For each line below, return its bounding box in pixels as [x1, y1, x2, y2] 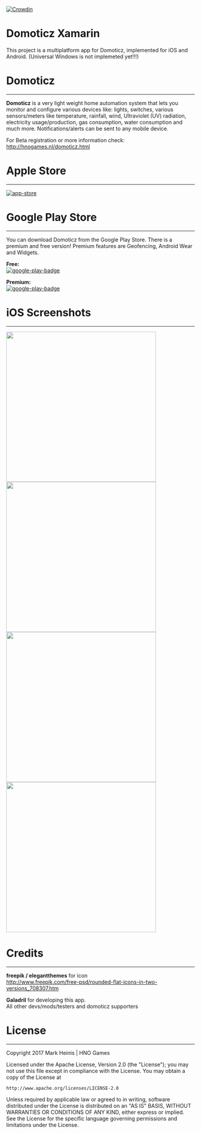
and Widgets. [6, 249, 39, 256]
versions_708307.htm [6, 985, 59, 992]
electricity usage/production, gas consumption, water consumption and [6, 118, 183, 125]
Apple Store [6, 164, 66, 178]
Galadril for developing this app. [6, 996, 86, 1003]
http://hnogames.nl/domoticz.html [6, 143, 90, 150]
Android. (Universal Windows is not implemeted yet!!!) [6, 53, 139, 60]
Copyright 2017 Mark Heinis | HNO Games [6, 1049, 110, 1056]
